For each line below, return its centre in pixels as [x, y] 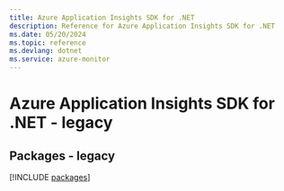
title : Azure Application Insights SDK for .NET [102, 17]
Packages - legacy [62, 156]
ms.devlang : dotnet [46, 51]
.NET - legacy [61, 123]
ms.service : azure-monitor [60, 59]
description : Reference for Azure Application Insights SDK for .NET [142, 26]
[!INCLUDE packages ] [50, 177]
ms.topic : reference [48, 43]
